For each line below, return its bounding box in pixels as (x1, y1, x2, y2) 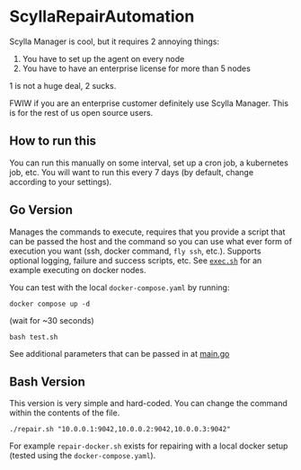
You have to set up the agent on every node (22, 53, 185, 64)
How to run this (9, 133, 97, 149)
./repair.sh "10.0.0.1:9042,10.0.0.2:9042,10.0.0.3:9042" (9, 425, 231, 434)
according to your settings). (9, 176, 112, 187)
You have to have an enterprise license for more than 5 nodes (22, 63, 252, 74)
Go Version (9, 202, 74, 217)
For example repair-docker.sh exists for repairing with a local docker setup (9, 440, 288, 451)
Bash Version (9, 374, 85, 389)
